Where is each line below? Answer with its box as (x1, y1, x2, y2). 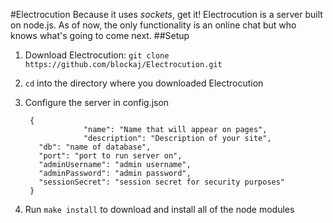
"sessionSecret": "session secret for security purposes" (38, 177, 286, 187)
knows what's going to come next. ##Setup (10, 30, 190, 41)
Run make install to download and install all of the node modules (24, 204, 295, 215)
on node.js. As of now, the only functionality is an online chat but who (10, 19, 297, 31)
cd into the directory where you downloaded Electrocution (24, 77, 264, 89)
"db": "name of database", (38, 142, 152, 152)
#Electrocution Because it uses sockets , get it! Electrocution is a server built (10, 9, 323, 20)
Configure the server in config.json (24, 97, 170, 108)
